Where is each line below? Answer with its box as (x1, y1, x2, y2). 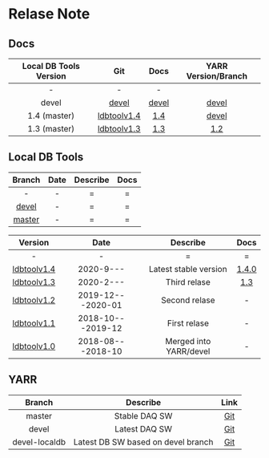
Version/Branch (186, 71, 248, 81)
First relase (167, 318, 210, 329)
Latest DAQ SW (114, 423, 173, 434)
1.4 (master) (27, 110, 75, 121)
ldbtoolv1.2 (12, 294, 56, 306)
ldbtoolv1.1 (12, 318, 56, 329)
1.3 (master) (27, 124, 75, 134)
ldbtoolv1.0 (12, 340, 56, 351)
